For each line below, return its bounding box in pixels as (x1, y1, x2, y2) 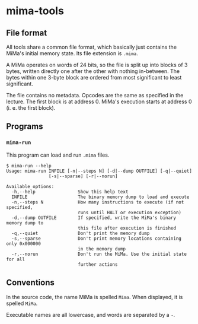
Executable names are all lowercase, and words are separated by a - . (6, 311, 175, 318)
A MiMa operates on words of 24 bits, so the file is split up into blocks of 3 (6, 61, 188, 68)
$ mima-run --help (6, 163, 52, 169)
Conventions (6, 278, 55, 288)
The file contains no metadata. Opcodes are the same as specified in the (6, 92, 184, 99)
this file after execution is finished (78, 225, 177, 231)
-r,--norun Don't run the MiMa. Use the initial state (11, 251, 187, 257)
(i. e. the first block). (6, 104, 56, 111)
